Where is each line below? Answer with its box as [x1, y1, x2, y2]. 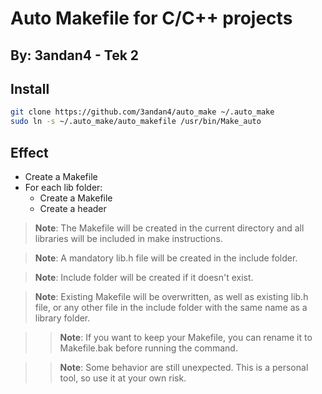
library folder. [34, 312, 91, 324]
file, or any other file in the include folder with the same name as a [34, 301, 308, 313]
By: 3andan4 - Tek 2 [10, 47, 140, 64]
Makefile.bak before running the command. [59, 342, 238, 354]
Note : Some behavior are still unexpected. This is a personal [59, 361, 309, 373]
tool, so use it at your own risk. [59, 372, 187, 384]
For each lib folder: [24, 181, 103, 193]
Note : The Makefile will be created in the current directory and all [34, 222, 305, 234]
